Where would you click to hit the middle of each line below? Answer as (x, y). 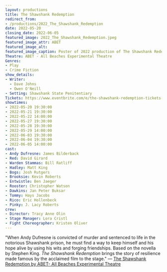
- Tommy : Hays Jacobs (28, 195)
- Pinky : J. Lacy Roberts (32, 205)
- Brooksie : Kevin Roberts (33, 177)
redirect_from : (21, 19)
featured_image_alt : (27, 47)
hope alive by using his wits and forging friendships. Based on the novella (81, 248)
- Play (12, 65)
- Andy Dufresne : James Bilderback (42, 154)
